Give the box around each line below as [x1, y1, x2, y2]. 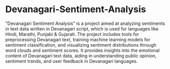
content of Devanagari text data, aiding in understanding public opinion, [5, 52, 157, 59]
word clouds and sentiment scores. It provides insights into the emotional [5, 47, 160, 53]
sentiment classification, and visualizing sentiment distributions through [5, 42, 157, 48]
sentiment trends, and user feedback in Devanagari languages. [5, 58, 138, 64]
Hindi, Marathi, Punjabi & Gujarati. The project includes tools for [5, 31, 139, 37]
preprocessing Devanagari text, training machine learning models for [5, 37, 151, 43]
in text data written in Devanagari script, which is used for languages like [5, 25, 159, 31]
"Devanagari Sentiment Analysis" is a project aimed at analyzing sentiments [5, 20, 165, 26]
